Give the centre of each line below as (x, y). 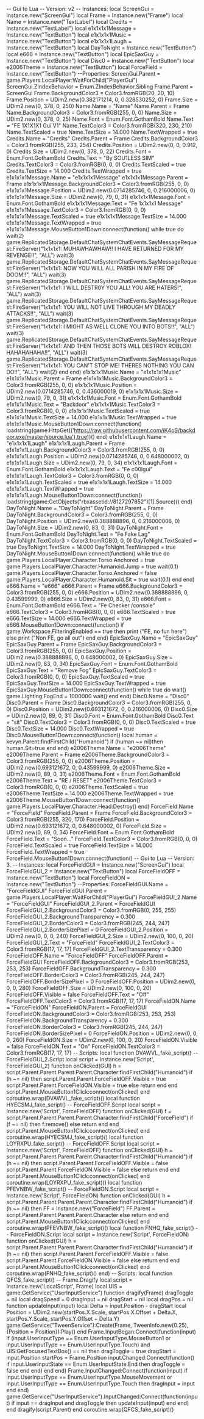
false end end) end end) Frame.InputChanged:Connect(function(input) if (97, 1370)
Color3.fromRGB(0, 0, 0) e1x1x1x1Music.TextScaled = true (78, 411)
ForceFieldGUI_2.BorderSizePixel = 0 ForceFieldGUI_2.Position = (87, 930)
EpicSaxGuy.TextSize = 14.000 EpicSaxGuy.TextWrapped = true (86, 683)
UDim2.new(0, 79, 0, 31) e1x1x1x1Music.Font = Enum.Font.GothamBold (94, 398)
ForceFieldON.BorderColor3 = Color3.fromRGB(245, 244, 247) (85, 1027)
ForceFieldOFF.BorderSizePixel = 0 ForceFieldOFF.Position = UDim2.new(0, (101, 981)
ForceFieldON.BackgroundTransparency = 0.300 (68, 1020)
